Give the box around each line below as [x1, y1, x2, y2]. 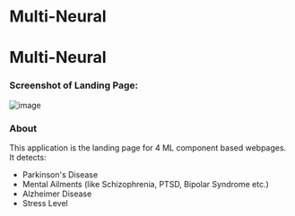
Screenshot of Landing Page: [9, 79, 139, 91]
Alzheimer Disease [22, 188, 92, 199]
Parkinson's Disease [22, 168, 99, 180]
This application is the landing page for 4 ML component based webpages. [9, 142, 287, 153]
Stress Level [22, 197, 69, 208]
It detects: [9, 151, 47, 162]
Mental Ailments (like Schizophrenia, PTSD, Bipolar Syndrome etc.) [22, 178, 269, 189]
